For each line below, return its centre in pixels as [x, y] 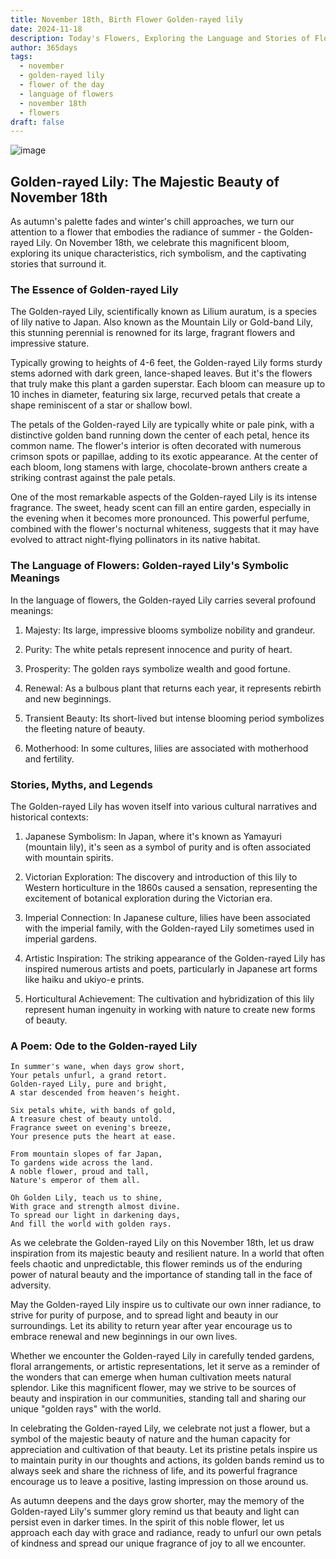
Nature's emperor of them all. [75, 1181]
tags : [21, 57]
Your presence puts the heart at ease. [93, 1137]
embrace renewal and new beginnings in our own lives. [124, 1337]
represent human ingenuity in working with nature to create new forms [170, 1009]
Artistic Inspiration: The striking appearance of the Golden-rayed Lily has [175, 958]
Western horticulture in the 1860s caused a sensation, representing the [171, 887]
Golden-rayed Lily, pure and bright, [89, 1084]
